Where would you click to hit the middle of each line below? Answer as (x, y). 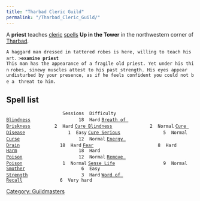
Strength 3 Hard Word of (63, 175)
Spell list (22, 100)
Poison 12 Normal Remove (65, 157)
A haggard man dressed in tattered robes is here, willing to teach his (99, 52)
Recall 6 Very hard (49, 181)
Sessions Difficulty (90, 114)
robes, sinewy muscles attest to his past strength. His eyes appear (99, 70)
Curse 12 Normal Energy (65, 139)
